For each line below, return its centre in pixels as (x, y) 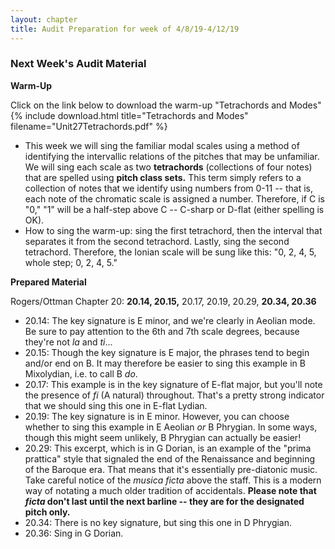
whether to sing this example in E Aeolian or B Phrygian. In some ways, (171, 427)
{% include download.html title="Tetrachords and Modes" (129, 115)
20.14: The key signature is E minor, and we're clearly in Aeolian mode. (170, 320)
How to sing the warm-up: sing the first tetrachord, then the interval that (173, 230)
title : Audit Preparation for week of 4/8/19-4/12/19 (125, 29)
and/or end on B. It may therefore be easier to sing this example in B (165, 363)
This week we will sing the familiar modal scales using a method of (162, 145)
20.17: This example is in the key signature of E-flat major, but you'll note (173, 384)
